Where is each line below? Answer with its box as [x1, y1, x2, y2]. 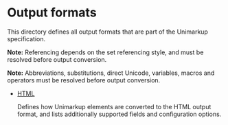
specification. [7, 34, 46, 43]
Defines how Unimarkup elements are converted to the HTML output [16, 102, 212, 111]
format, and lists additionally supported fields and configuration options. [16, 110, 222, 118]
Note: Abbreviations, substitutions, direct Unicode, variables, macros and [7, 69, 215, 77]
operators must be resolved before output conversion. [7, 76, 161, 84]
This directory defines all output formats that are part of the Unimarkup [7, 27, 208, 36]
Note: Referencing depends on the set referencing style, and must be [7, 48, 204, 56]
